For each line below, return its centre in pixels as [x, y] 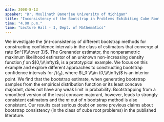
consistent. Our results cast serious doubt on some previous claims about [79, 105]
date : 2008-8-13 [21, 10]
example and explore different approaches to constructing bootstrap [74, 68]
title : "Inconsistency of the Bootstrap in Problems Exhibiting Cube [77, 19]
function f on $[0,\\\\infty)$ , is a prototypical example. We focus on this [76, 62]
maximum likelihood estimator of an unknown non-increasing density [74, 57]
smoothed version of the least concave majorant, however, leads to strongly [81, 94]
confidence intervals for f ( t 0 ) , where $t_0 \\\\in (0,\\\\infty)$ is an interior [77, 73]
